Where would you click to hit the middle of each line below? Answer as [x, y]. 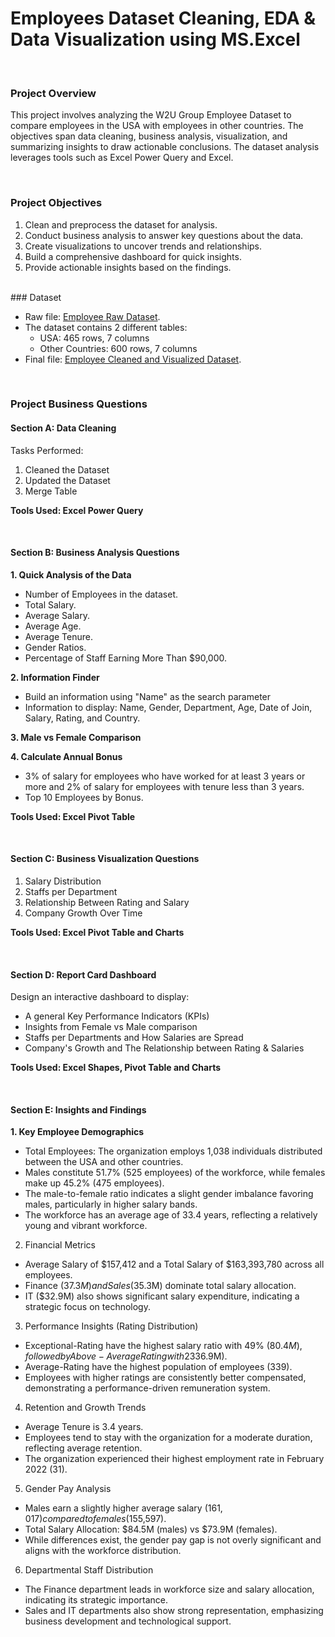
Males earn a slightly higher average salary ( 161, [123, 1508]
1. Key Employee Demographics [77, 1132]
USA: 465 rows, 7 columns [94, 338]
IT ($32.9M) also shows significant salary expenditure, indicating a [162, 1296]
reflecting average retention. [83, 1448]
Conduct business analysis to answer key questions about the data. [164, 235]
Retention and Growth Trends [85, 1408]
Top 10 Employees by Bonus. [84, 797]
